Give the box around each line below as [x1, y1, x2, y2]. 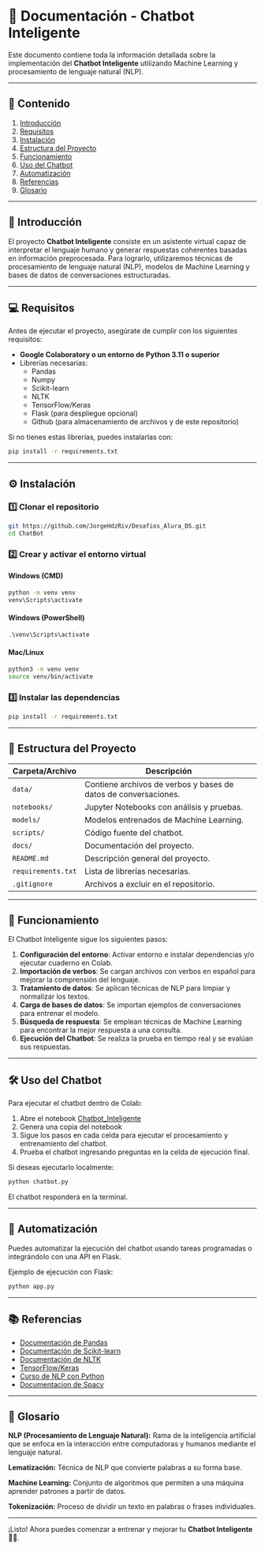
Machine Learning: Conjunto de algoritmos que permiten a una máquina [8, 1478, 244, 1488]
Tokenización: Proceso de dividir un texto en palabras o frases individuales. [8, 1502, 256, 1511]
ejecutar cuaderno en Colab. [19, 958, 113, 968]
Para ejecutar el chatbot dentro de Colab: [8, 1098, 143, 1108]
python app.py [8, 1282, 55, 1290]
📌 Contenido [8, 97, 71, 111]
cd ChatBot [8, 529, 44, 537]
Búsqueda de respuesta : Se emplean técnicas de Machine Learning [19, 1017, 242, 1026]
